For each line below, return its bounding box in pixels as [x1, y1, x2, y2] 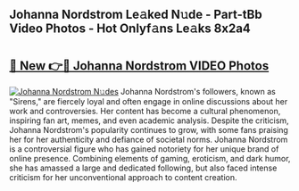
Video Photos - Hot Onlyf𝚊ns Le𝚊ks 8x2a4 [9, 21, 252, 37]
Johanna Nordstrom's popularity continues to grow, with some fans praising [9, 125, 288, 135]
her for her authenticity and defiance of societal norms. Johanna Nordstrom [9, 134, 288, 145]
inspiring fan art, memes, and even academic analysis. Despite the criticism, [9, 115, 289, 126]
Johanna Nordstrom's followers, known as [120, 87, 277, 96]
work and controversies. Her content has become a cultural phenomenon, [9, 106, 281, 116]
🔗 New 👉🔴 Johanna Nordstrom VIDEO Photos [9, 58, 270, 73]
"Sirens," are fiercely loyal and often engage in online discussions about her [9, 96, 288, 106]
